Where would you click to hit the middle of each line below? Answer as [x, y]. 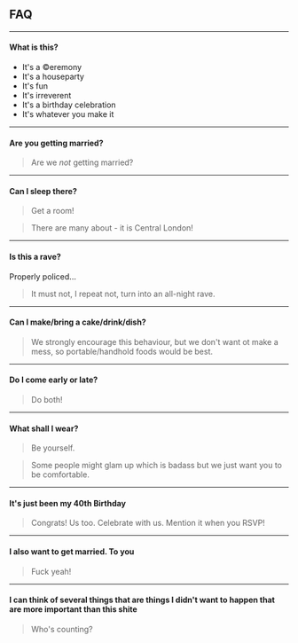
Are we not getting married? [82, 162]
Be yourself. [53, 448]
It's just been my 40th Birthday [68, 503]
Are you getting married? [56, 143]
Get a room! [52, 211]
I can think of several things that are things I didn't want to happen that [142, 600]
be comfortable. [60, 474]
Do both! [47, 400]
